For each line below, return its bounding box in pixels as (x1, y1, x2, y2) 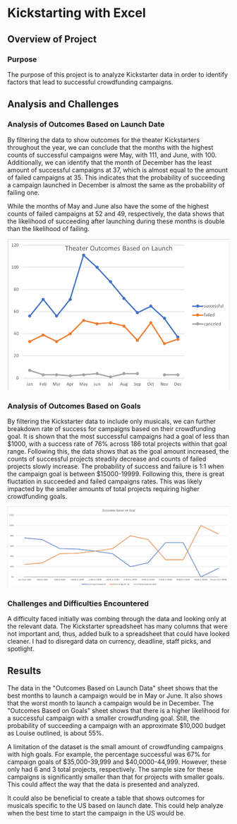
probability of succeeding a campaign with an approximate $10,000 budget (7, 721, 226, 729)
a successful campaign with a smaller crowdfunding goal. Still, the (7, 714, 200, 722)
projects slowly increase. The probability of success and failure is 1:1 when (7, 461, 224, 471)
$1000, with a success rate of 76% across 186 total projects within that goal (7, 440, 227, 448)
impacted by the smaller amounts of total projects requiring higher (7, 484, 200, 493)
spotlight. (7, 645, 35, 653)
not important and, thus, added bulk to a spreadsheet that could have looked (7, 629, 230, 637)
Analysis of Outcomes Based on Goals (7, 401, 141, 411)
